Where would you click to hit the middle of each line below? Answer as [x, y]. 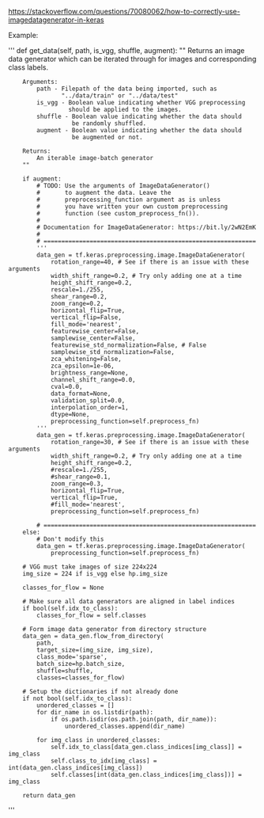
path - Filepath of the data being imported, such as [127, 89]
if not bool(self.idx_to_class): [77, 698]
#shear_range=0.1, [81, 477]
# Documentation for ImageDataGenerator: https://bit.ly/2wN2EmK [147, 227]
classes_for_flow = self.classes [92, 615]
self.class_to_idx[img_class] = [104, 761]
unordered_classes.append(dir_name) [125, 726]
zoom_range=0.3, [77, 484]
